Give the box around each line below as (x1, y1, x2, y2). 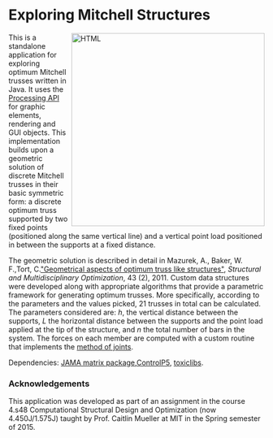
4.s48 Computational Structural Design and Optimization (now (8, 405, 217, 415)
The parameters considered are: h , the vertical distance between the (8, 307, 238, 317)
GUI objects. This (8, 128, 67, 137)
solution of (8, 162, 45, 171)
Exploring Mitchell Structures (8, 6, 211, 24)
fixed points (8, 222, 49, 232)
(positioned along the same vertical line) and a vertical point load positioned (8, 231, 262, 241)
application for (8, 50, 57, 59)
